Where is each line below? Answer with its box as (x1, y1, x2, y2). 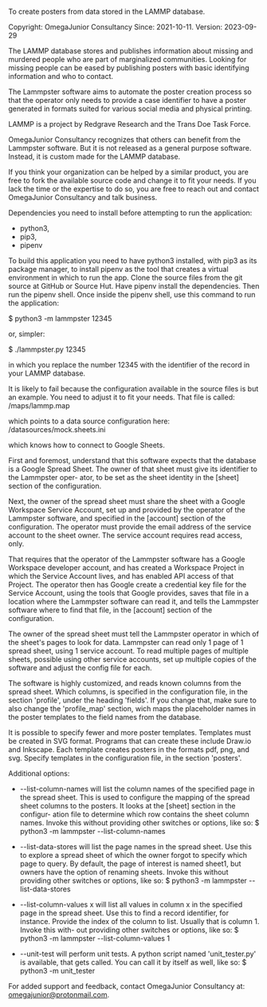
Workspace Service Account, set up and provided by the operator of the (8, 505, 245, 514)
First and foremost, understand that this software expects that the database (8, 456, 257, 465)
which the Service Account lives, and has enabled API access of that (8, 572, 234, 580)
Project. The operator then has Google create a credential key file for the (8, 580, 247, 589)
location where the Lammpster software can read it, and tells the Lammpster (8, 597, 259, 606)
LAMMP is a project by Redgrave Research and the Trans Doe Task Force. (8, 120, 251, 128)
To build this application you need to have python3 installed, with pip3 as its (8, 256, 257, 266)
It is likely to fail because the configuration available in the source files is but (8, 384, 259, 393)
